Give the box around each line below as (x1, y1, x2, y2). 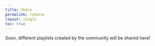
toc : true (5, 21, 26, 26)
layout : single (5, 16, 37, 21)
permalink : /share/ (5, 12, 46, 17)
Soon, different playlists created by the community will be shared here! (5, 35, 151, 41)
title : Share (5, 7, 32, 12)
